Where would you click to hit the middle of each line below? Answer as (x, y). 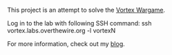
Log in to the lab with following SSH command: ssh (79, 23)
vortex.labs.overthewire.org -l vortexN (61, 31)
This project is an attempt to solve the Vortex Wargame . (86, 10)
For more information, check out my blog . (66, 44)
